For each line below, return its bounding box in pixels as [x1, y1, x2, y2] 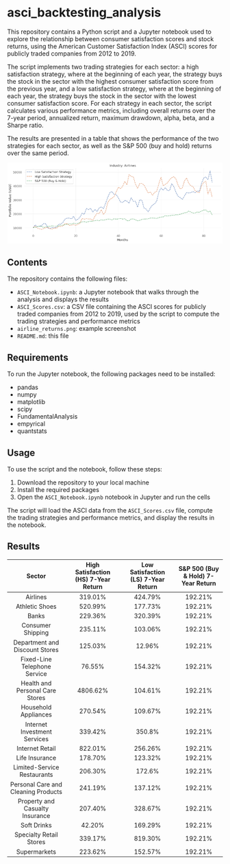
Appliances [20, 710, 53, 719]
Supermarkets [16, 848, 57, 856]
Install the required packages [16, 485, 99, 493]
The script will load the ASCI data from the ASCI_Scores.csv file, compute [7, 506, 214, 514]
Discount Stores [13, 645, 60, 653]
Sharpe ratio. [7, 121, 44, 129]
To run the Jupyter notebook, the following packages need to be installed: [7, 370, 216, 378]
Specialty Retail [14, 830, 58, 839]
